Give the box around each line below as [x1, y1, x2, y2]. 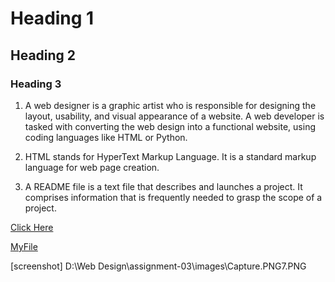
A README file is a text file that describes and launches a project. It [24, 180, 303, 192]
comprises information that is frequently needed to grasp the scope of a [24, 191, 323, 203]
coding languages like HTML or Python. [24, 131, 188, 143]
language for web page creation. [24, 161, 160, 173]
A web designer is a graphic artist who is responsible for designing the [24, 99, 317, 111]
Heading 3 [10, 77, 62, 91]
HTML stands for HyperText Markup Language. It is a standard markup [24, 150, 317, 162]
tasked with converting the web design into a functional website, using [24, 120, 316, 132]
